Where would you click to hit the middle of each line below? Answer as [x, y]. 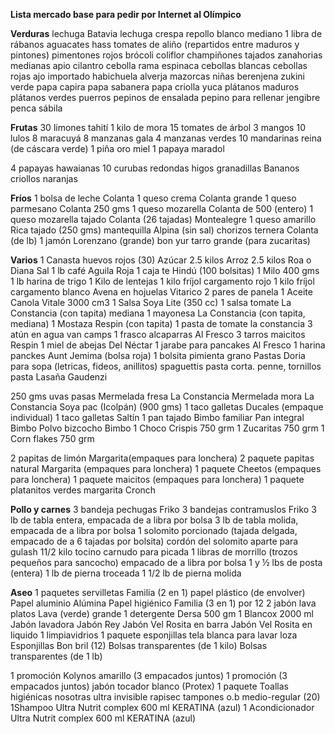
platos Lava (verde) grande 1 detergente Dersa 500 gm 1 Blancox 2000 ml [162, 613]
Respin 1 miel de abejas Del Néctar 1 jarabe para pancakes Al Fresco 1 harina [168, 345]
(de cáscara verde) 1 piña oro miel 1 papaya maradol [117, 148]
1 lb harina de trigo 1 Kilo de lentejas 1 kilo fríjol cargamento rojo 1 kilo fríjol [162, 281]
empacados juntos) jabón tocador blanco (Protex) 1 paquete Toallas [149, 686]
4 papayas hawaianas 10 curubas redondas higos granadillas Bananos [155, 168]
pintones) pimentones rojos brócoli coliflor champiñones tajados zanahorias [166, 55]
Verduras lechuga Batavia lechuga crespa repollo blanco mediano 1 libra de [166, 33]
